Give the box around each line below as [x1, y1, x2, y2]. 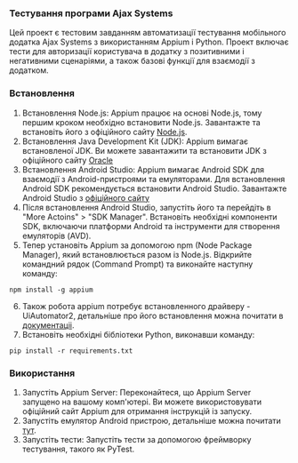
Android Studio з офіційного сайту [21, 192, 149, 203]
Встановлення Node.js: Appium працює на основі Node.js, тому [21, 108, 262, 118]
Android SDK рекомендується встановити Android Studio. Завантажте [21, 183, 287, 194]
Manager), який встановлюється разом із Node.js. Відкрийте [21, 249, 252, 259]
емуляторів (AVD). [21, 230, 92, 241]
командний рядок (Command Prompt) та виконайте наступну [21, 259, 254, 269]
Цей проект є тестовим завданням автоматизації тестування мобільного [9, 28, 286, 38]
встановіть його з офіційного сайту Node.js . [21, 126, 188, 137]
